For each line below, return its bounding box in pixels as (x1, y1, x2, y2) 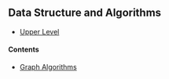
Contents (8, 45, 39, 54)
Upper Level (19, 27, 60, 36)
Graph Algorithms (19, 63, 77, 72)
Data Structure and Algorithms (8, 6, 162, 20)
